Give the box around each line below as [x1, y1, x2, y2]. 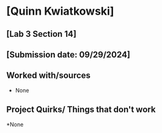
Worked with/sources [6, 70, 90, 81]
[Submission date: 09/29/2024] [6, 49, 130, 59]
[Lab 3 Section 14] [6, 29, 76, 39]
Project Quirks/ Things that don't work [6, 104, 156, 115]
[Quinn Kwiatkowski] [6, 4, 114, 18]
